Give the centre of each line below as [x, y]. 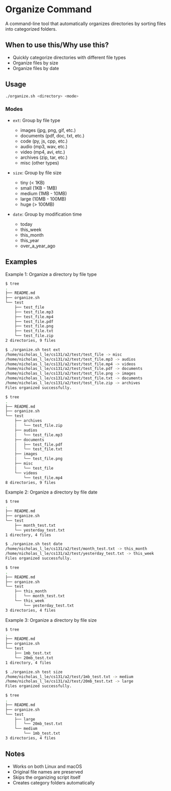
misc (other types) [40, 162]
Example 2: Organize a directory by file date [52, 492]
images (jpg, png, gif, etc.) [48, 130]
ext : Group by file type [36, 120]
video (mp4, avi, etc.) [43, 152]
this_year [30, 240]
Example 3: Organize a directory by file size [51, 620]
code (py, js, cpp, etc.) [44, 141]
